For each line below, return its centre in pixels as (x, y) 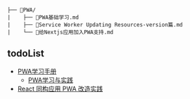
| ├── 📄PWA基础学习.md (43, 17)
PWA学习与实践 (51, 79)
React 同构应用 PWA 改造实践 (60, 89)
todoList (26, 53)
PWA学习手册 (37, 71)
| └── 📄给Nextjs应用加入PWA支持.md (61, 32)
